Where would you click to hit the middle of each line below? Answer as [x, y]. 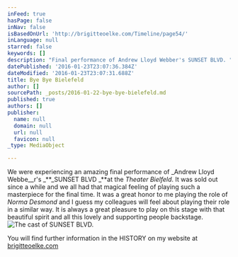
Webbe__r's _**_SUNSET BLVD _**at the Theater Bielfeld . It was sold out [113, 179]
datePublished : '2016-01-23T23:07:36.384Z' [73, 67]
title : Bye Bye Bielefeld [45, 80]
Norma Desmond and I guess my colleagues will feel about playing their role [119, 202]
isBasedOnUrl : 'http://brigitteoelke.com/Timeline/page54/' [98, 34]
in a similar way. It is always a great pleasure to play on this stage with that [116, 210]
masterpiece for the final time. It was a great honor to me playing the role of [118, 195]
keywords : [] [27, 54]
